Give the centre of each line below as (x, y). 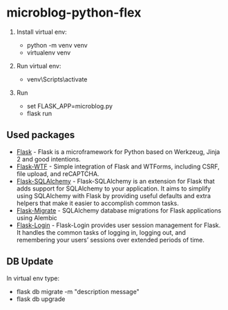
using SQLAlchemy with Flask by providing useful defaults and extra (114, 195)
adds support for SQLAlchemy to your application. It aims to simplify (114, 188)
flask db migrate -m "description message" (78, 291)
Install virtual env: (41, 32)
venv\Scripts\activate (57, 79)
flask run (39, 113)
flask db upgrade (41, 299)
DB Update (30, 261)
